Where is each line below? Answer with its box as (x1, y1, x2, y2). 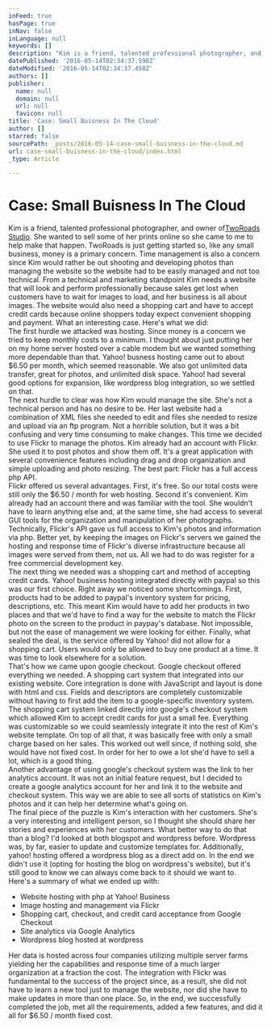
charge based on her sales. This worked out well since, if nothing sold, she (8, 739, 257, 749)
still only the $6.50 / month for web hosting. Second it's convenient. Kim (8, 490, 248, 500)
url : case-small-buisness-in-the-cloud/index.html (8, 147, 182, 155)
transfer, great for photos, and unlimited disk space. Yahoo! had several (8, 370, 246, 379)
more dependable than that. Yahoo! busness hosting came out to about (8, 353, 244, 362)
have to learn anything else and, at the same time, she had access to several (8, 507, 263, 517)
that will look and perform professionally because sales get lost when (8, 284, 240, 294)
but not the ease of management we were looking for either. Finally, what (8, 628, 252, 637)
